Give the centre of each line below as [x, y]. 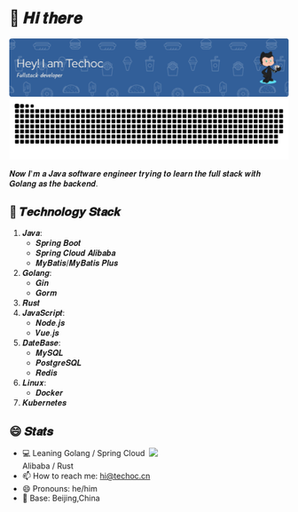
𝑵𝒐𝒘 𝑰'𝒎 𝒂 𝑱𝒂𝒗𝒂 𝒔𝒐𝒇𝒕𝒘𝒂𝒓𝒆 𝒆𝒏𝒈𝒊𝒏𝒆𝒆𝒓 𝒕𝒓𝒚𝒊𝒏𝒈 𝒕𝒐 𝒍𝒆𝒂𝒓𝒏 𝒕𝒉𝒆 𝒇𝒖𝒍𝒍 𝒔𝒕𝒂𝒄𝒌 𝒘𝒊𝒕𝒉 [135, 173]
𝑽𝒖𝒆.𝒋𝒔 [47, 333]
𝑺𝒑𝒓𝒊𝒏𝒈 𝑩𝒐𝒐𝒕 [58, 243]
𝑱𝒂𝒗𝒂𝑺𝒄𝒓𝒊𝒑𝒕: [43, 313]
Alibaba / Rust [47, 466]
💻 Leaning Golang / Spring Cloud [83, 453]
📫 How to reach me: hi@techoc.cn [86, 476]
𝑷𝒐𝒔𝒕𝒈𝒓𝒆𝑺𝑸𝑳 [59, 363]
